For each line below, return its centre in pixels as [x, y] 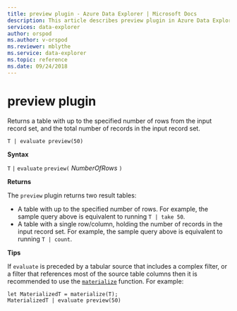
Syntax [18, 154]
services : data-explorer [44, 27]
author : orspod [30, 33]
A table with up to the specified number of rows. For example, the [113, 209]
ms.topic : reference [38, 60]
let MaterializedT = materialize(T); [63, 294]
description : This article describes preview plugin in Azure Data [109, 20]
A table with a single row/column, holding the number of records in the [120, 224]
